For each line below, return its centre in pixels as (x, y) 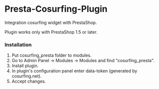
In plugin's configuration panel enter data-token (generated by (74, 71)
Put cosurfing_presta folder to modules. (51, 55)
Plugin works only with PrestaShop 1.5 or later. (51, 32)
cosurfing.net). (27, 76)
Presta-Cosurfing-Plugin (56, 9)
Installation (18, 44)
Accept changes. (29, 81)
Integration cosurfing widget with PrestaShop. (51, 22)
